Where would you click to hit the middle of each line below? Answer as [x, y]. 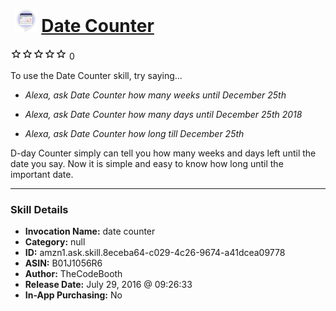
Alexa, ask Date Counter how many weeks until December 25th [155, 95]
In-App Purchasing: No [73, 295]
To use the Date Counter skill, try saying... [96, 75]
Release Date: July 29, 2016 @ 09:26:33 [108, 285]
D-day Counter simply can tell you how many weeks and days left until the [163, 153]
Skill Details [39, 209]
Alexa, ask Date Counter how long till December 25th [134, 133]
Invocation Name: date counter [90, 231]
